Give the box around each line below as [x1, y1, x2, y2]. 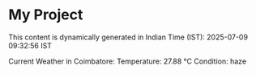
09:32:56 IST [8, 40, 53, 50]
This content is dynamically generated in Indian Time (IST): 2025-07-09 [8, 32, 249, 42]
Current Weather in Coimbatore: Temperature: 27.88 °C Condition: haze [8, 56, 247, 66]
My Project [8, 6, 83, 24]
